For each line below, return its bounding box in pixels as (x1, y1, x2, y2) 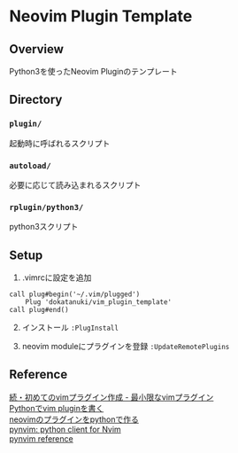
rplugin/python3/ (9, 202, 84, 212)
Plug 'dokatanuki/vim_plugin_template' (25, 298, 173, 307)
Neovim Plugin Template (9, 6, 193, 27)
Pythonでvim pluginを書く (9, 402, 104, 413)
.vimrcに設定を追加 (21, 272, 92, 283)
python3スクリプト (9, 222, 79, 232)
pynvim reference (9, 433, 73, 444)
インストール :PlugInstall (21, 322, 119, 333)
